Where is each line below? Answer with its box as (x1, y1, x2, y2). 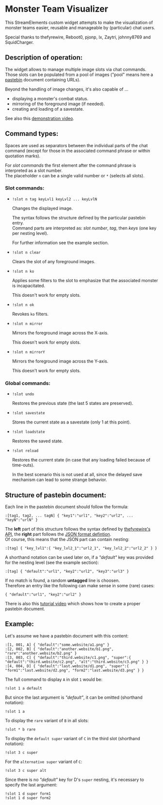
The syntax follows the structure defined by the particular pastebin (12, 214, 146, 220)
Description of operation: (5, 54, 83, 62)
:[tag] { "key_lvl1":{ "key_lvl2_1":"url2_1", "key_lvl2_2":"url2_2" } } (5, 546, 158, 551)
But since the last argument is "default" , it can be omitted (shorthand (5, 694, 143, 700)
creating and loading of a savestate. (12, 106, 84, 112)
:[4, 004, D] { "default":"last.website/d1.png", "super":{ (5, 664, 130, 669)
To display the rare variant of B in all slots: (5, 717, 89, 723)
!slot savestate (12, 411, 45, 416)
